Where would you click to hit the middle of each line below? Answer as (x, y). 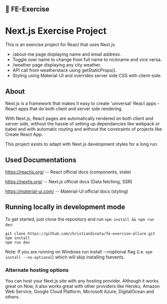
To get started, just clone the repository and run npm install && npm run (79, 219)
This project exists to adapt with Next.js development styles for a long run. (82, 144)
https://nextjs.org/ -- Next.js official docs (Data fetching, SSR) (69, 181)
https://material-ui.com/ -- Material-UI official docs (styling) (67, 191)
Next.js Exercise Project (56, 31)
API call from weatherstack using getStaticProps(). (64, 70)
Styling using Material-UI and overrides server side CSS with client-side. (87, 76)
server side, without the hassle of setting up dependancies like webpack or (82, 124)
